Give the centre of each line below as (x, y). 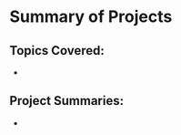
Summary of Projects (91, 17)
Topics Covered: (57, 51)
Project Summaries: (67, 101)
